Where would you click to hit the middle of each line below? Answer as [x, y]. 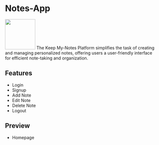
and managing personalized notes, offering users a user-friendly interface [79, 53]
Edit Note [21, 100]
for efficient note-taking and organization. [47, 58]
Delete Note [24, 105]
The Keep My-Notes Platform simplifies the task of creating [95, 48]
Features [19, 73]
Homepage [23, 137]
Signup [19, 90]
